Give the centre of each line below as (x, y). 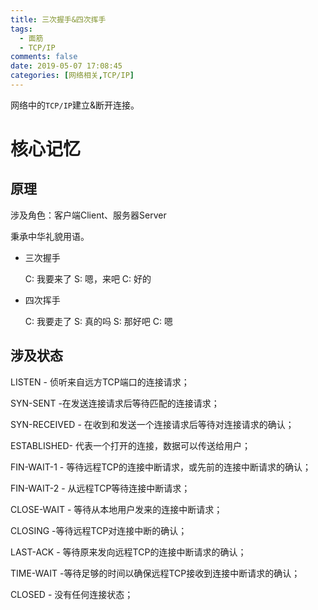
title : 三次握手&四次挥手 (58, 19)
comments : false (44, 57)
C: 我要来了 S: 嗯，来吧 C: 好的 (88, 278)
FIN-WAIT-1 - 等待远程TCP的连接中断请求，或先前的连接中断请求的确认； (161, 467)
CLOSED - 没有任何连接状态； (72, 594)
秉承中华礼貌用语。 (50, 236)
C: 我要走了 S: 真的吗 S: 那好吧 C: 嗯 (98, 321)
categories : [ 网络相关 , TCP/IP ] (72, 76)
